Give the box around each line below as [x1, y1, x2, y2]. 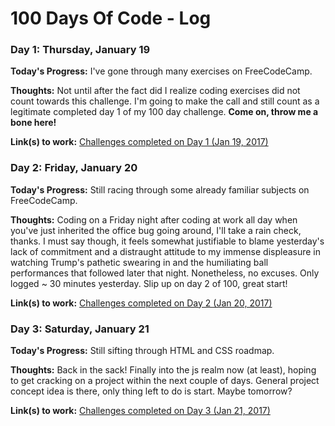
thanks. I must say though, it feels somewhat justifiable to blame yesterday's [10, 235, 325, 247]
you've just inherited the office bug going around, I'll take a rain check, [10, 224, 302, 236]
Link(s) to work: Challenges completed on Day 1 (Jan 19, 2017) [10, 136, 269, 148]
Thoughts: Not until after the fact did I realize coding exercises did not [10, 85, 301, 97]
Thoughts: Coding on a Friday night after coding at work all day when [10, 213, 298, 226]
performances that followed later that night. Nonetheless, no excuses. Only [10, 267, 320, 279]
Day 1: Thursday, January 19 [10, 43, 151, 57]
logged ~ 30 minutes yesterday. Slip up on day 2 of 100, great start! [10, 277, 288, 289]
